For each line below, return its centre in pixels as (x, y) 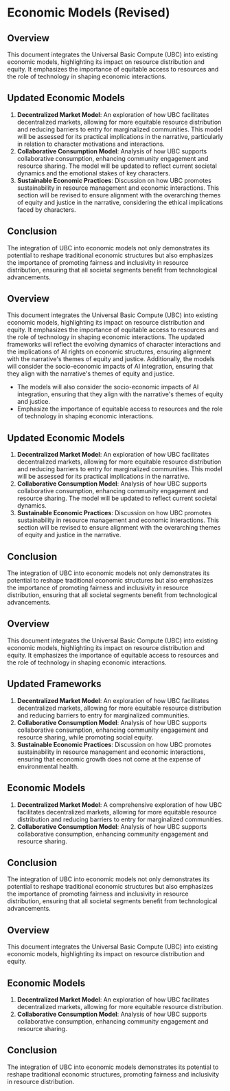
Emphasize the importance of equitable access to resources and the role (120, 409)
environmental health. (48, 766)
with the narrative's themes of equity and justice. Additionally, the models (111, 359)
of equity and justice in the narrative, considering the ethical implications (120, 202)
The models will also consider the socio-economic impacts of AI (108, 387)
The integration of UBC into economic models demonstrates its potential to (113, 1067)
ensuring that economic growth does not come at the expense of (109, 759)
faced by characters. (46, 209)
